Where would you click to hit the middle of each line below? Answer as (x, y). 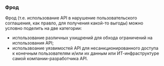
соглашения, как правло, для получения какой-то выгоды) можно (74, 23)
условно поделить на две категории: (44, 28)
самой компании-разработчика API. (50, 59)
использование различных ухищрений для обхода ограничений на (82, 38)
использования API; (33, 43)
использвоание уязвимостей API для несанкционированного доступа (85, 48)
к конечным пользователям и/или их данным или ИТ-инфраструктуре (85, 53)
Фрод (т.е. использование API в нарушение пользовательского (71, 18)
